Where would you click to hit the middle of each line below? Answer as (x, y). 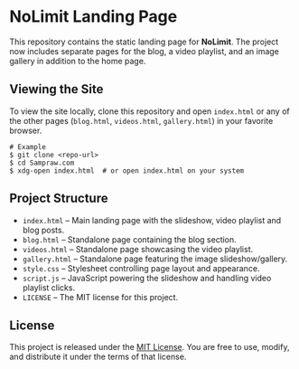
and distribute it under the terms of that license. (98, 357)
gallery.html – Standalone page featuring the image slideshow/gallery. (155, 259)
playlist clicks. (48, 288)
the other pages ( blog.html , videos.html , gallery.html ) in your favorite (141, 120)
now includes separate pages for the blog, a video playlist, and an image (145, 51)
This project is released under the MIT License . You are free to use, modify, (149, 347)
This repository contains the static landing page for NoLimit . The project (144, 42)
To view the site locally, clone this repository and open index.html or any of (150, 111)
